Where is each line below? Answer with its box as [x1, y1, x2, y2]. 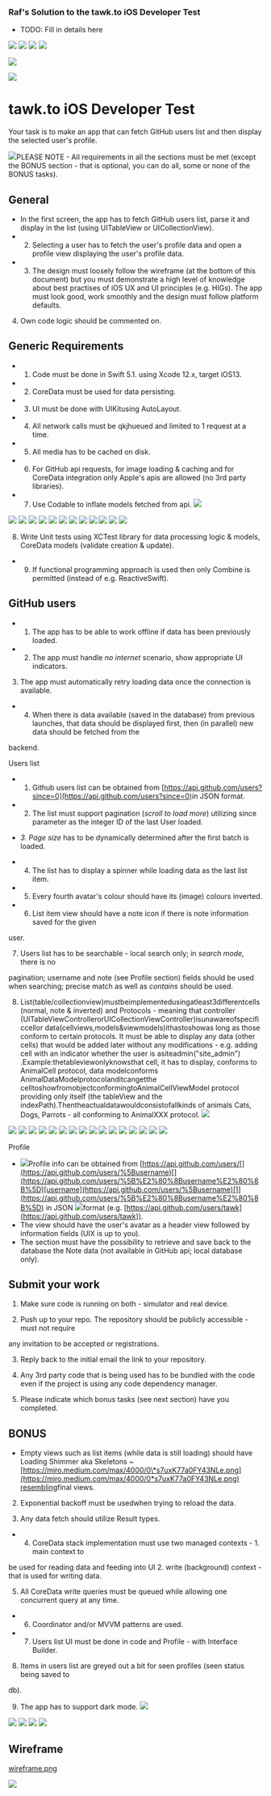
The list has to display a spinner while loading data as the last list [31, 865, 248, 875]
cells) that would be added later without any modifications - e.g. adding [19, 1040, 258, 1049]
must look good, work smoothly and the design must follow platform [31, 292, 259, 302]
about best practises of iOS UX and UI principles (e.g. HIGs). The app [31, 283, 263, 293]
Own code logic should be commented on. [19, 316, 162, 326]
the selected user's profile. [8, 136, 98, 146]
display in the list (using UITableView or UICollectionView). [19, 223, 215, 233]
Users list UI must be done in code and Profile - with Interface [31, 1637, 238, 1646]
